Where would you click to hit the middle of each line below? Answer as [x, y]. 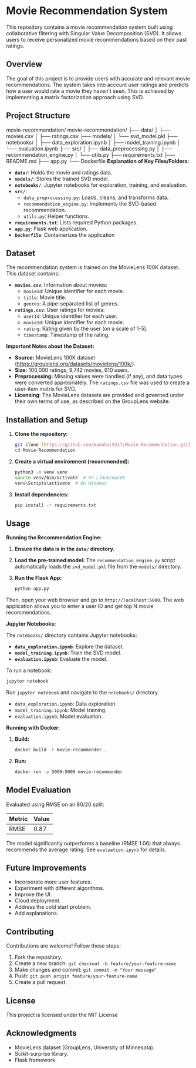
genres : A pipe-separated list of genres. [71, 304]
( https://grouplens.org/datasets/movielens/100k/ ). [75, 364]
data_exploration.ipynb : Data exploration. [66, 704]
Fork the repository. [38, 957]
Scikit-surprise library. [41, 1053]
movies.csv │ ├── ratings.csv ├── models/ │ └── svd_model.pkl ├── [92, 136]
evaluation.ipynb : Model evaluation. [59, 716]
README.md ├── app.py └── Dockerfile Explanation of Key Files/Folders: [98, 161]
